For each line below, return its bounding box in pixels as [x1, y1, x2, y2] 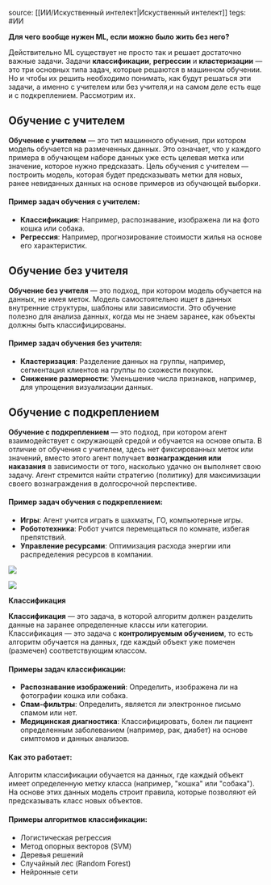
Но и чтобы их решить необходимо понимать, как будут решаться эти [8, 74, 252, 83]
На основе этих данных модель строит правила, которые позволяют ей [8, 787, 256, 797]
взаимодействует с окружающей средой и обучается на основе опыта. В [8, 435, 262, 445]
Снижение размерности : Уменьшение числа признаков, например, [19, 374, 256, 383]
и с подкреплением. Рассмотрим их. [8, 91, 135, 100]
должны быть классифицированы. [8, 320, 127, 329]
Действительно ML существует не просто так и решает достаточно [8, 48, 242, 57]
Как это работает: [8, 752, 73, 762]
